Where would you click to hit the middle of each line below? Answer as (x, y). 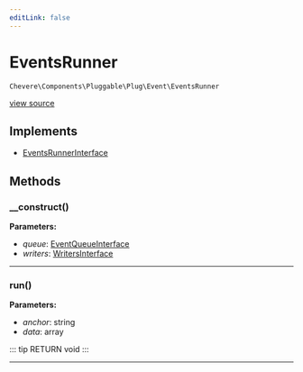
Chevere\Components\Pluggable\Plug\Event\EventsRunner (115, 86)
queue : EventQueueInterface (76, 244)
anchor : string (49, 322)
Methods (35, 181)
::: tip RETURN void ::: (49, 349)
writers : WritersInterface (68, 254)
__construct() (39, 206)
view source (32, 103)
